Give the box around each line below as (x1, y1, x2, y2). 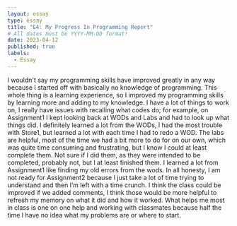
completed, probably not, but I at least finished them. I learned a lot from (7, 158, 219, 167)
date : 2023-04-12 (7, 37, 59, 44)
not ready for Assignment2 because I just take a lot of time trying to (7, 173, 204, 182)
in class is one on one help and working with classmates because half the (7, 203, 222, 212)
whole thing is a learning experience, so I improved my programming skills (7, 90, 224, 99)
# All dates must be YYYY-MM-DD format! (7, 30, 129, 37)
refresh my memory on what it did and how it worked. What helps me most (7, 196, 225, 204)
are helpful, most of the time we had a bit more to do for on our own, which (7, 136, 226, 144)
